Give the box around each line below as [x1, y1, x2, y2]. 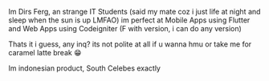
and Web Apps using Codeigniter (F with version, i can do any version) [8, 24, 243, 33]
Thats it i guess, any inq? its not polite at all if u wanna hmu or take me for [8, 39, 252, 49]
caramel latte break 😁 [8, 48, 82, 57]
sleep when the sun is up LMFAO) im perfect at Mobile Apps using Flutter [8, 15, 251, 25]
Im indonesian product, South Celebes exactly [8, 63, 161, 73]
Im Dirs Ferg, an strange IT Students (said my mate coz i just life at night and [8, 7, 261, 16]
